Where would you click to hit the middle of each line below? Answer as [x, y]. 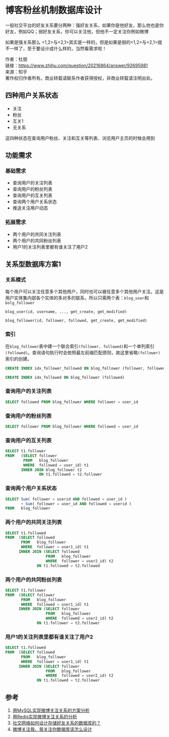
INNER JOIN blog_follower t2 [51, 470]
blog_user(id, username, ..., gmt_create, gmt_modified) [66, 312]
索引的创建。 [18, 359]
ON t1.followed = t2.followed [68, 566]
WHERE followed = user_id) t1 [56, 465]
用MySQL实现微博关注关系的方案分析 [51, 710]
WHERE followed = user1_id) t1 [55, 604]
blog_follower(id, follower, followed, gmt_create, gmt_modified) [76, 321]
